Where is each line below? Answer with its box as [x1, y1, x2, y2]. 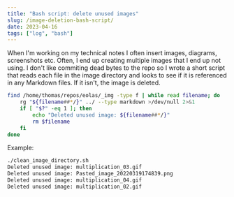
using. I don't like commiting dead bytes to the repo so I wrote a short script [7, 64, 226, 72]
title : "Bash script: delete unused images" [7, 10, 139, 17]
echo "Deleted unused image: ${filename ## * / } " [32, 111, 170, 119]
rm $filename [32, 118, 71, 125]
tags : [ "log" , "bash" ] [7, 29, 73, 37]
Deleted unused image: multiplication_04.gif [7, 177, 142, 184]
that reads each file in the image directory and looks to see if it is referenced [7, 71, 227, 80]
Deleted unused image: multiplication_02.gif [7, 183, 142, 190]
